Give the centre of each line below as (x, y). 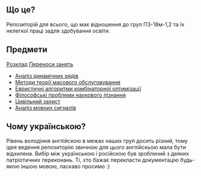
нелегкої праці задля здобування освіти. (58, 31)
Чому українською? (46, 126)
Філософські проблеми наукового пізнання (70, 95)
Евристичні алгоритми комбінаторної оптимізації (78, 88)
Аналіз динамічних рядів (47, 76)
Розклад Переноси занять (40, 64)
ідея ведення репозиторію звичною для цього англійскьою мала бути (96, 147)
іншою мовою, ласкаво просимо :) (65, 166)
